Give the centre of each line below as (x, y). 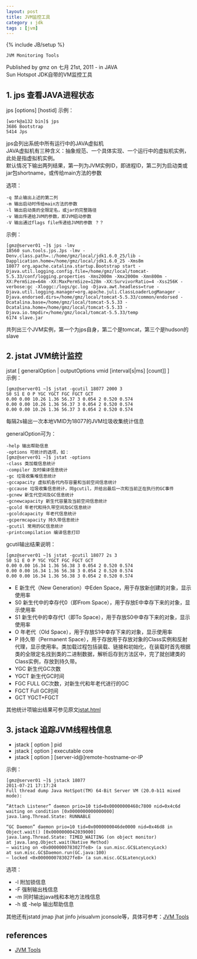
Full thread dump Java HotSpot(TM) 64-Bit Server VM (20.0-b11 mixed (93, 790)
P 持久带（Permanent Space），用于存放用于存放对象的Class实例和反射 (101, 639)
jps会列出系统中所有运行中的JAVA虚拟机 (55, 144)
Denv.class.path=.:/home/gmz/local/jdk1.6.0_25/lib (71, 256)
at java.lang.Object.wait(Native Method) (58, 842)
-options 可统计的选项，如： (38, 452)
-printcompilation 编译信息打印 (43, 532)
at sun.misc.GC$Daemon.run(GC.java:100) (57, 852)
